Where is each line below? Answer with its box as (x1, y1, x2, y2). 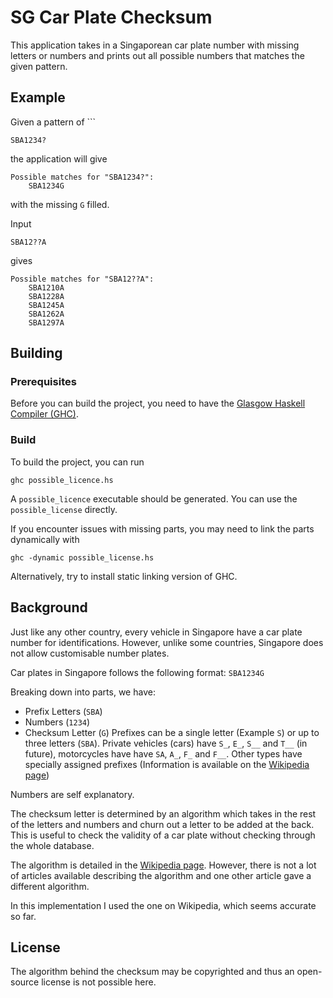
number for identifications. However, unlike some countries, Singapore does (10, 636, 324, 648)
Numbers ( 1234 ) (24, 716, 91, 728)
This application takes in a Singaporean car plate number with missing (10, 39, 300, 51)
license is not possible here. (41, 976, 157, 988)
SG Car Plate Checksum (10, 6, 213, 29)
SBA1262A (28, 309, 65, 319)
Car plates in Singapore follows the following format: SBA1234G (10, 666, 265, 678)
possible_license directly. (10, 503, 118, 515)
